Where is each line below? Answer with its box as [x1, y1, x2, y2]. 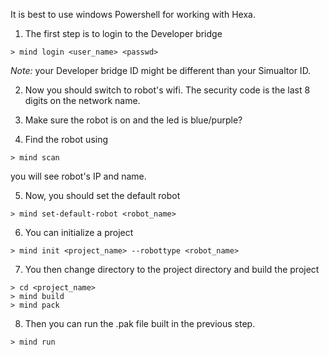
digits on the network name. [24, 95, 141, 106]
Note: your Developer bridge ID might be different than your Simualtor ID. [10, 65, 312, 76]
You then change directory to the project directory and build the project [24, 264, 320, 275]
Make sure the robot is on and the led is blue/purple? [24, 114, 243, 126]
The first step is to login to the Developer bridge [24, 28, 223, 39]
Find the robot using [24, 134, 109, 145]
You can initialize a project [24, 227, 134, 238]
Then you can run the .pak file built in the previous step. [24, 318, 256, 329]
